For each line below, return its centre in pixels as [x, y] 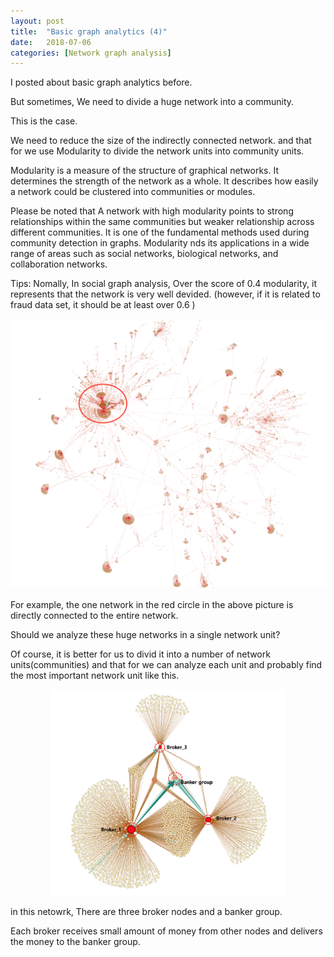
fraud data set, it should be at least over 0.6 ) [103, 305]
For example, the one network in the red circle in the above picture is [152, 605]
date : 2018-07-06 [51, 42]
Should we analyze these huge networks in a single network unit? [145, 635]
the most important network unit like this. [95, 676]
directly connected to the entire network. [94, 616]
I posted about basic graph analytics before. [101, 82]
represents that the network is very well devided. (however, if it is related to [165, 294]
